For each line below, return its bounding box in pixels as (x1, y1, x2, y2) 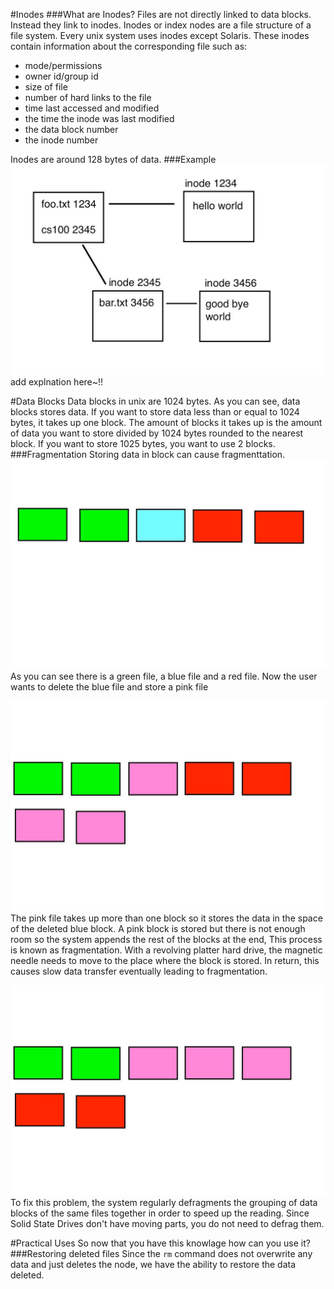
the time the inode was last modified (24, 113, 175, 124)
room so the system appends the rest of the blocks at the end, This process (10, 934, 323, 946)
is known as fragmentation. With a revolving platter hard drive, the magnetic (10, 944, 323, 956)
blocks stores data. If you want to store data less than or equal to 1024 (10, 405, 300, 418)
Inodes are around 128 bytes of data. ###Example (10, 154, 217, 165)
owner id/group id (24, 70, 99, 82)
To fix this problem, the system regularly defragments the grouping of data (10, 1196, 318, 1208)
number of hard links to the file (24, 92, 152, 103)
